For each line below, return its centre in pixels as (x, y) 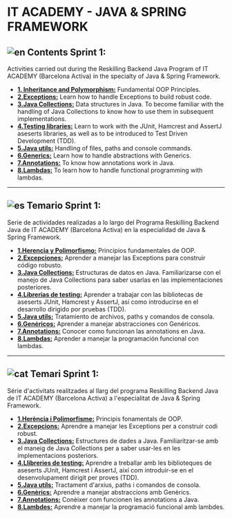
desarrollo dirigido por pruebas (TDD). (71, 309)
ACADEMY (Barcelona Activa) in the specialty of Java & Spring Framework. (114, 76)
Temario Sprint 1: (64, 205)
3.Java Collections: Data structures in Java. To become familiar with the (120, 104)
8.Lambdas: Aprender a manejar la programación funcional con (108, 338)
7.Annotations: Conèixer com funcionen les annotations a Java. (108, 499)
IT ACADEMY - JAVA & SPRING (97, 12)
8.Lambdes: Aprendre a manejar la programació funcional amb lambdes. (121, 507)
